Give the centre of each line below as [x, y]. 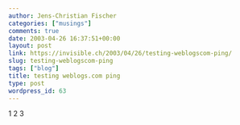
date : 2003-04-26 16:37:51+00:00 [64, 38]
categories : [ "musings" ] [50, 23]
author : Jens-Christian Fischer [62, 16]
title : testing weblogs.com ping [64, 76]
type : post [27, 83]
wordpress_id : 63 [37, 91]
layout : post [30, 46]
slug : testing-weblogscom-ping [61, 61]
